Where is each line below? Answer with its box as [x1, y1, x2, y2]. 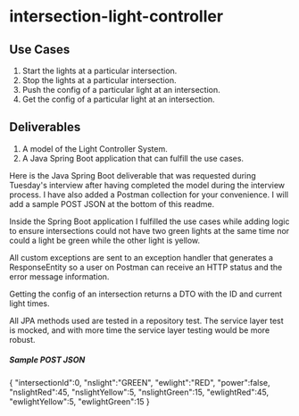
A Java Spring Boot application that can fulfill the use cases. [21, 153, 244, 163]
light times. [9, 297, 50, 309]
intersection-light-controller [9, 6, 224, 27]
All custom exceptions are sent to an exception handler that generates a [9, 252, 274, 262]
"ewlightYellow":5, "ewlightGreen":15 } [9, 395, 150, 407]
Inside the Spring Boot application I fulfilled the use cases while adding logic [9, 216, 290, 227]
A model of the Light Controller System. [21, 143, 168, 154]
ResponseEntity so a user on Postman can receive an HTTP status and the [9, 262, 283, 272]
